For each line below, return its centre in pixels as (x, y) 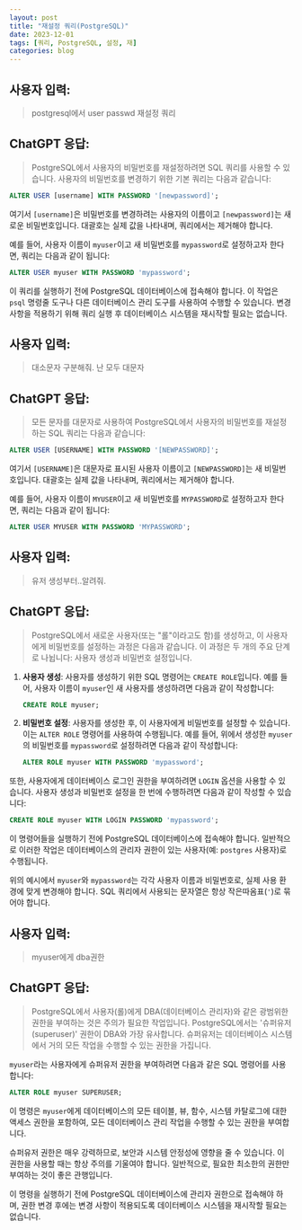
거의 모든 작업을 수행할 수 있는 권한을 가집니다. (129, 1045)
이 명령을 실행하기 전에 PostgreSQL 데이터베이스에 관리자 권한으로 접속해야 (142, 1194)
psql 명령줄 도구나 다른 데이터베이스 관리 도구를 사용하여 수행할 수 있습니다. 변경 (151, 302)
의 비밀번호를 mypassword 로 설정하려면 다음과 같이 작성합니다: (130, 746)
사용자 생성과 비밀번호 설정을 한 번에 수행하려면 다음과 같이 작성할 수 (155, 792)
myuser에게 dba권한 (68, 957)
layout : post (34, 18)
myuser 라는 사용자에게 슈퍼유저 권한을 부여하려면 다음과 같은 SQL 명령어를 (139, 1064)
